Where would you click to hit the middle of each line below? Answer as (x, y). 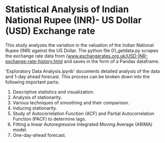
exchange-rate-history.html (34, 61)
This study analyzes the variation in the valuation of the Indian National (80, 45)
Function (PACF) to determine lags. (49, 119)
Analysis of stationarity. (37, 97)
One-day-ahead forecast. (39, 135)
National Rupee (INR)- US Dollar (74, 20)
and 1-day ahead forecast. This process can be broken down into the (78, 76)
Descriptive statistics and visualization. (53, 92)
